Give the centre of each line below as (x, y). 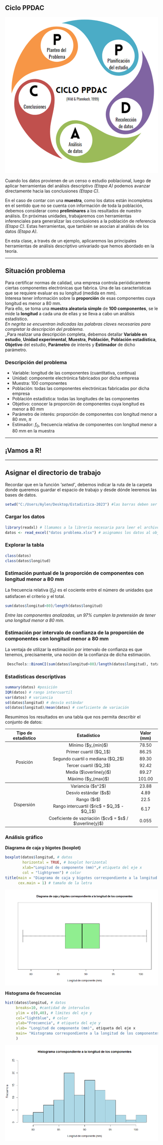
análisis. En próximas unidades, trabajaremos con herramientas (68, 216)
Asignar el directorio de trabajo (53, 473)
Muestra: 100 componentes (39, 383)
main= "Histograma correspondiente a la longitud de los (74, 1034)
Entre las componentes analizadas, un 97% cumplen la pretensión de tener (81, 615)
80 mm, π (22, 419)
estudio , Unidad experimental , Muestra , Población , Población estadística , (81, 339)
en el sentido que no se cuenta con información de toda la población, (74, 205)
